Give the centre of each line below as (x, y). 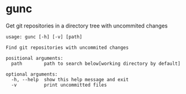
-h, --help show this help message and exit (70, 79)
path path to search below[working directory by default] (96, 63)
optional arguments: (32, 74)
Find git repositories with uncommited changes (67, 48)
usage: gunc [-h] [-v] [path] (44, 37)
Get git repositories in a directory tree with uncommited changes (87, 26)
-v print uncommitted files (59, 85)
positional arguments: (34, 58)
